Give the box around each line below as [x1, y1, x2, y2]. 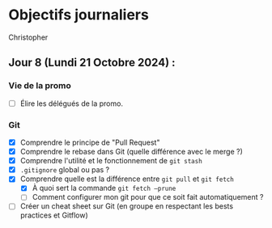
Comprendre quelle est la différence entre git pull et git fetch [19, 174, 235, 184]
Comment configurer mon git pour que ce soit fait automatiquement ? [32, 192, 264, 202]
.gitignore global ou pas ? [19, 165, 110, 175]
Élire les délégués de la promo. [19, 99, 124, 108]
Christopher [8, 32, 49, 42]
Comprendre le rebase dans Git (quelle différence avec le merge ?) [19, 147, 243, 157]
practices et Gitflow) [19, 210, 88, 220]
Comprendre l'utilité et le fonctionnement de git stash [19, 156, 202, 166]
